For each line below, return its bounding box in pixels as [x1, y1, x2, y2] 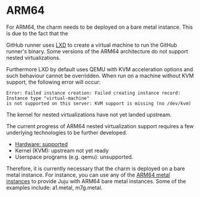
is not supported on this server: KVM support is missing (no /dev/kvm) [6, 100, 192, 107]
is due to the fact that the [6, 29, 68, 37]
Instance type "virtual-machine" [6, 95, 90, 101]
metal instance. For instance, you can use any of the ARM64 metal [6, 171, 171, 178]
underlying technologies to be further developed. [6, 129, 128, 136]
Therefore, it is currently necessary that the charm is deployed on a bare [6, 165, 186, 172]
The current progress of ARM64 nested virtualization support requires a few [6, 122, 194, 129]
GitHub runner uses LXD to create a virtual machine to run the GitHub [6, 41, 178, 49]
